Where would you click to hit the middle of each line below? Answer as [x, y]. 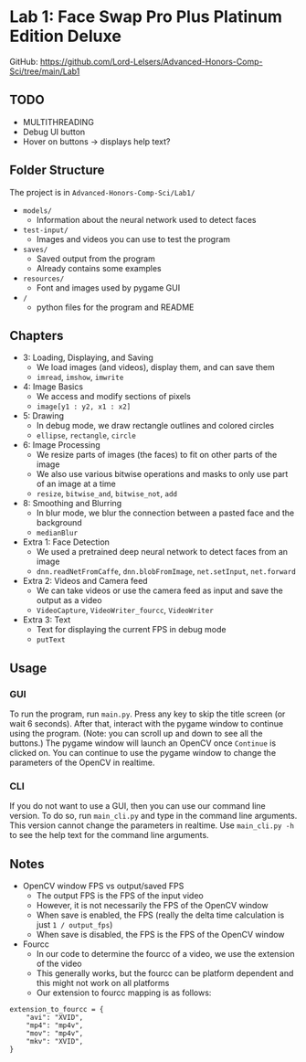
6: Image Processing [61, 445]
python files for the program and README [115, 307]
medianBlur [57, 533]
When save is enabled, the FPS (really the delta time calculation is [160, 915]
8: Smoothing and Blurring [72, 504]
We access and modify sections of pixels [114, 397]
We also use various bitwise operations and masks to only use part [162, 474]
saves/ [35, 250]
